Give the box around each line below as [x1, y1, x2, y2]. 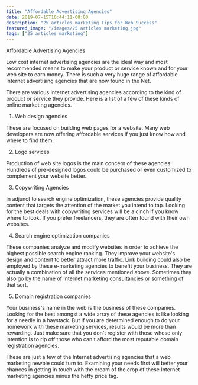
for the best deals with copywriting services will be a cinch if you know [6, 208, 179, 215]
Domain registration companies [14, 293, 92, 300]
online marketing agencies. [6, 101, 72, 108]
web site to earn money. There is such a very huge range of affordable [6, 71, 178, 78]
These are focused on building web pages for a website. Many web [6, 124, 170, 131]
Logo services [14, 149, 50, 156]
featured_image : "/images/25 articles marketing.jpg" [6, 25, 142, 31]
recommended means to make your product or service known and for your [6, 65, 188, 72]
